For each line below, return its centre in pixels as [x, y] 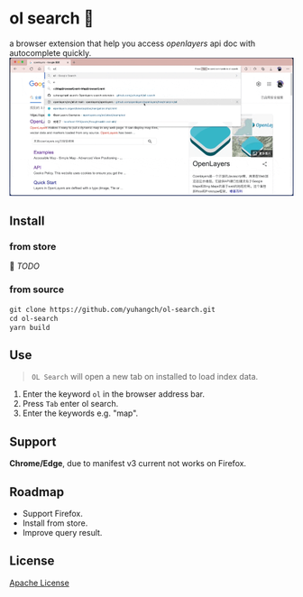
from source [37, 289]
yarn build [30, 327]
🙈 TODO [25, 266]
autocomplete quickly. [50, 52]
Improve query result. [62, 533]
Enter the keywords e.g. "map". [80, 413]
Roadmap [37, 492]
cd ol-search [34, 318]
